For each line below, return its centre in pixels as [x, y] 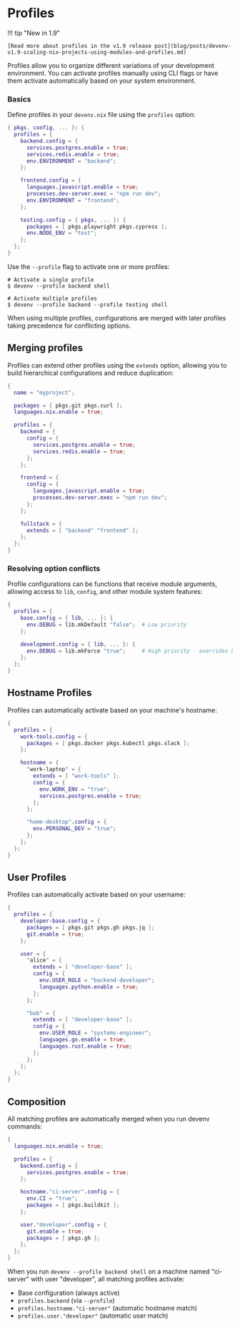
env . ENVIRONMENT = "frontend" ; [73, 200]
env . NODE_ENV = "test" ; [62, 233]
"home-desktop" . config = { [66, 822]
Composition [37, 1102]
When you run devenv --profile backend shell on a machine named [109, 1271]
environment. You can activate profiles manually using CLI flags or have [113, 73]
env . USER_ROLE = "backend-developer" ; [97, 980]
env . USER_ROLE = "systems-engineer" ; [95, 1033]
